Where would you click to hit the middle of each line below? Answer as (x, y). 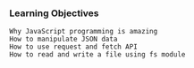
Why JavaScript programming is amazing (84, 32)
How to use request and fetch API (74, 47)
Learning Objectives (55, 13)
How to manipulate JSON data (63, 39)
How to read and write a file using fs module (97, 55)
